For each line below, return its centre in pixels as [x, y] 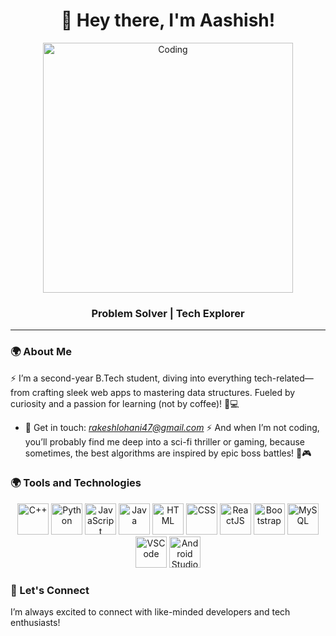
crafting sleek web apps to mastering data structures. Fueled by [163, 392]
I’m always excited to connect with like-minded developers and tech [150, 612]
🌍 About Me [41, 352]
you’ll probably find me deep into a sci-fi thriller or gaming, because [165, 441]
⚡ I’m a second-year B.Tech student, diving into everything [131, 378]
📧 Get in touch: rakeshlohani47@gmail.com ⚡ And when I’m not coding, [172, 427]
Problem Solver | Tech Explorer [168, 313]
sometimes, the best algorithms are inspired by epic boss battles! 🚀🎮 [168, 453]
